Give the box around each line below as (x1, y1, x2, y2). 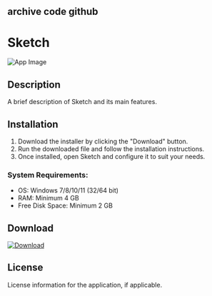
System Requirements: (7, 170, 89, 180)
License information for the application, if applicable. (7, 280, 163, 289)
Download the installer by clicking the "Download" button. (17, 137, 188, 146)
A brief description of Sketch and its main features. (7, 98, 157, 106)
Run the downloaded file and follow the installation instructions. (17, 144, 205, 153)
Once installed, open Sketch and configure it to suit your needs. (17, 152, 206, 160)
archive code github (7, 6, 99, 18)
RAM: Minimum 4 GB (17, 194, 80, 203)
